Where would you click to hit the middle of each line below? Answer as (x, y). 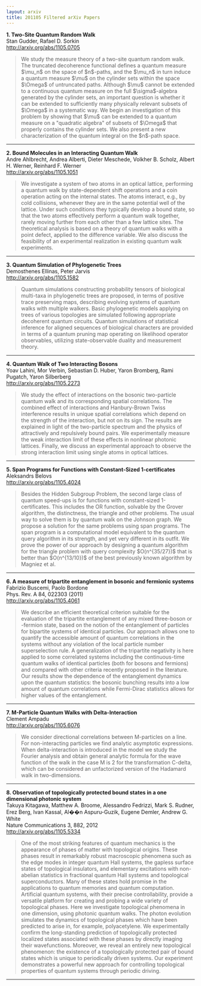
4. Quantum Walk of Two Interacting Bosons (62, 364)
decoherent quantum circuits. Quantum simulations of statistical (100, 321)
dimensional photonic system (44, 799)
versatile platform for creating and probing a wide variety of (95, 900)
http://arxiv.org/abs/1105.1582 (42, 278)
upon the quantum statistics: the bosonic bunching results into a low (105, 682)
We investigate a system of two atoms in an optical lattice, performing (107, 183)
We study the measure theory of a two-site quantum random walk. (103, 59)
